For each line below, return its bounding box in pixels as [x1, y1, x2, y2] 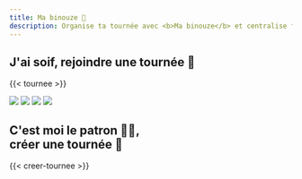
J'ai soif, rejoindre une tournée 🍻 [9, 55, 196, 70]
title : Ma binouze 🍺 [9, 13, 87, 22]
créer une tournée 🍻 [9, 136, 123, 152]
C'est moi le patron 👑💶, [9, 123, 140, 138]
